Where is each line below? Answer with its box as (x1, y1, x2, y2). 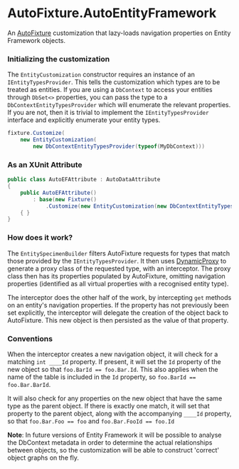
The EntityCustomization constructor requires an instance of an (7, 70, 196, 79)
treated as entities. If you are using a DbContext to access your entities (7, 86, 213, 94)
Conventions (7, 333, 53, 343)
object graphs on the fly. (7, 453, 80, 462)
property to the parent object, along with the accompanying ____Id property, (7, 409, 232, 418)
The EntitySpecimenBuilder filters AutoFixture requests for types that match (7, 248, 230, 258)
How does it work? (7, 233, 73, 243)
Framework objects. (7, 36, 66, 44)
